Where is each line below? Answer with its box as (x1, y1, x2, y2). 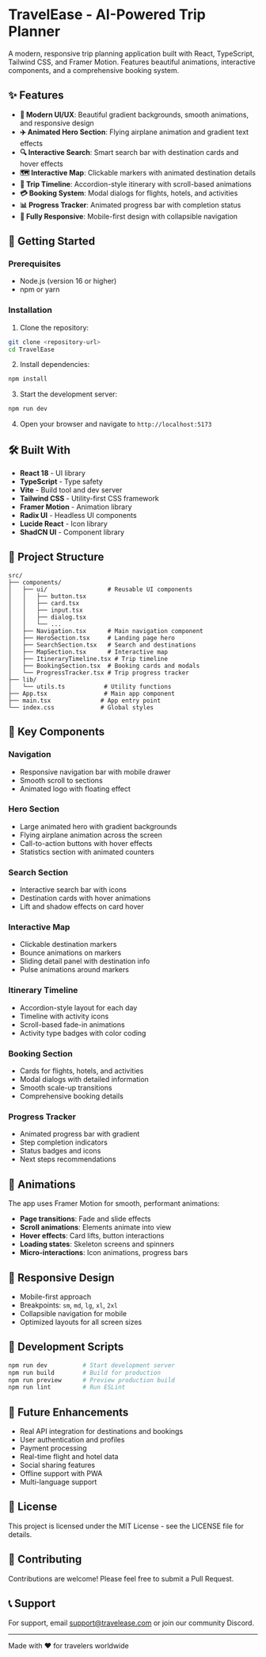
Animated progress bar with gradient (19, 1130, 140, 1139)
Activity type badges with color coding (19, 1028, 146, 1037)
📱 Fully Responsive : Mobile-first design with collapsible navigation (19, 211, 238, 221)
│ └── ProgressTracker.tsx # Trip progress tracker (8, 669, 190, 677)
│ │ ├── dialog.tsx (8, 613, 87, 621)
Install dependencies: (19, 360, 90, 369)
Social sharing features (19, 1460, 96, 1470)
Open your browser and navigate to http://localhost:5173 (19, 419, 212, 429)
